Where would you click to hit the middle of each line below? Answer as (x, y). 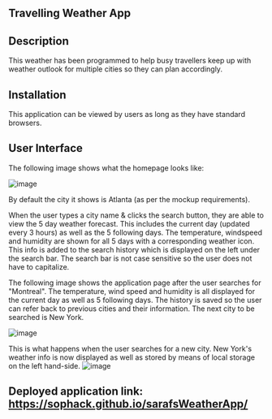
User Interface (46, 148)
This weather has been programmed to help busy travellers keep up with (130, 61)
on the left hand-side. (45, 365)
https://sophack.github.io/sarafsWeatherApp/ (128, 404)
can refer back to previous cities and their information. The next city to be (132, 309)
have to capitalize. (39, 266)
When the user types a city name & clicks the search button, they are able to (136, 215)
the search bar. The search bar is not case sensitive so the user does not (130, 258)
